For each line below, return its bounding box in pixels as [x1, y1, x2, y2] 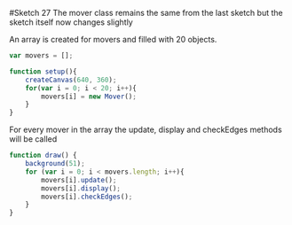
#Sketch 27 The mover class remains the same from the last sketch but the [9, 8, 283, 18]
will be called [9, 134, 58, 144]
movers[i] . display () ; [41, 183, 122, 193]
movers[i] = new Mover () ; [41, 92, 138, 101]
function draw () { [9, 151, 77, 160]
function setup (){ [9, 66, 77, 76]
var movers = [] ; [9, 51, 74, 60]
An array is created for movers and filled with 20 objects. [9, 35, 217, 44]
